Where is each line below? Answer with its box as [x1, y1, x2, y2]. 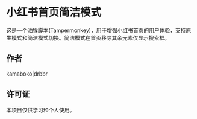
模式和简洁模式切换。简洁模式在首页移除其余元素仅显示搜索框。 [11, 34, 170, 41]
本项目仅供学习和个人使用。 [6, 106, 75, 114]
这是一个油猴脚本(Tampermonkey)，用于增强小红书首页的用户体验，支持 [6, 27, 186, 34]
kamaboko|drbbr [6, 70, 48, 77]
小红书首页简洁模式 [6, 5, 102, 19]
